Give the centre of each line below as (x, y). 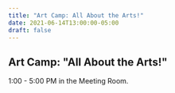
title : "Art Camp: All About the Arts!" (76, 15)
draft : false (30, 30)
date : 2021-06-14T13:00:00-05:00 (64, 23)
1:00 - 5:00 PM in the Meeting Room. (68, 81)
